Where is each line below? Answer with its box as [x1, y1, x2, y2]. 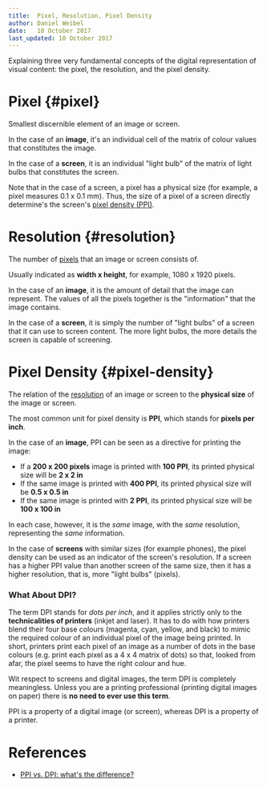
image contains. [8, 302, 62, 313]
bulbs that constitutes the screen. [8, 167, 119, 177]
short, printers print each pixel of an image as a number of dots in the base [8, 642, 256, 652]
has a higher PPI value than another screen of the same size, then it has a [8, 561, 251, 571]
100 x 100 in [19, 504, 62, 514]
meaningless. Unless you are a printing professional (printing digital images [8, 683, 257, 692]
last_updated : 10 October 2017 [8, 34, 113, 42]
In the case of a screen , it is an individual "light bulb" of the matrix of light [8, 159, 253, 168]
